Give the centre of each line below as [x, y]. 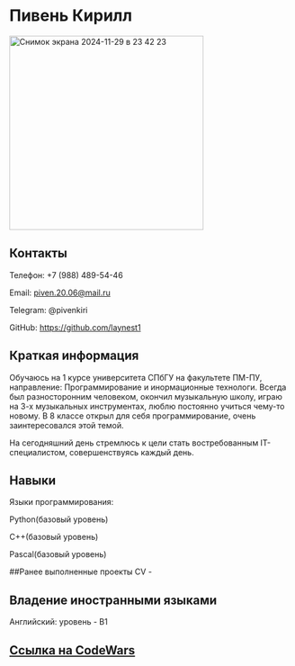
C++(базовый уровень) [54, 537]
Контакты [38, 253]
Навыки [33, 480]
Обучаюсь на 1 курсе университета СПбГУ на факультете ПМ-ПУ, [136, 377]
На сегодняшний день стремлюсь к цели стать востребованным [134, 443]
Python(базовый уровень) [59, 519]
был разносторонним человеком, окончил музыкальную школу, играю [146, 396]
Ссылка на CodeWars [72, 650]
